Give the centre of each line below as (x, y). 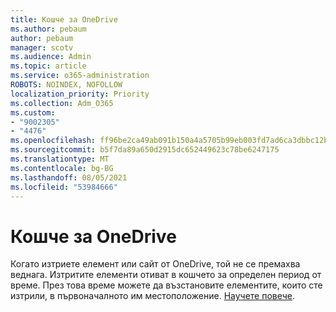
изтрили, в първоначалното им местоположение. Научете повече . (153, 296)
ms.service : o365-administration (80, 76)
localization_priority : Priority (80, 94)
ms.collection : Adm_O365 (62, 103)
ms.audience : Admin (51, 57)
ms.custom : (33, 112)
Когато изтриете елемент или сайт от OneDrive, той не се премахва (155, 264)
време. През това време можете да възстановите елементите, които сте (166, 285)
